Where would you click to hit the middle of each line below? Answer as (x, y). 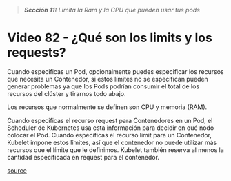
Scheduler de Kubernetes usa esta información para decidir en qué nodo (111, 128)
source (17, 170)
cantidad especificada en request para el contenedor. (83, 157)
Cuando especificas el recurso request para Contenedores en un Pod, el (110, 120)
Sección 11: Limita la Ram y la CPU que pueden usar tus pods (112, 10)
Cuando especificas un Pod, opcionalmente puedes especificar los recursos (115, 71)
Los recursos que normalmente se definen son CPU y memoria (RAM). (107, 107)
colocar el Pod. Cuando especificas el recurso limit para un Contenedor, (110, 135)
